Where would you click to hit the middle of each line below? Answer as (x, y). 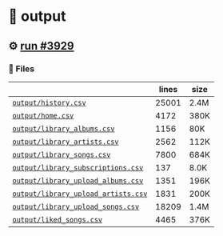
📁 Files (21, 69)
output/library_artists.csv (66, 142)
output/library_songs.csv (62, 154)
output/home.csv (43, 116)
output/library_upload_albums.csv (78, 180)
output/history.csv (49, 102)
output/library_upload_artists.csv (80, 194)
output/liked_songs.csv (58, 220)
